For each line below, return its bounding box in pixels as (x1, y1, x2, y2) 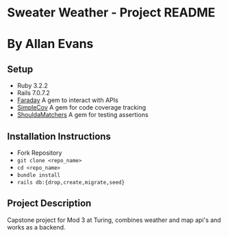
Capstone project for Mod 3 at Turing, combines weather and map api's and (7, 216, 221, 224)
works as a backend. (7, 223, 66, 231)
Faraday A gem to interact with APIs (16, 96, 118, 104)
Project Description (7, 197, 92, 210)
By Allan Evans (7, 36, 94, 52)
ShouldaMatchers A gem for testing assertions (16, 111, 149, 119)
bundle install (16, 172, 61, 179)
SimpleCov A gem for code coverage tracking (16, 103, 147, 112)
